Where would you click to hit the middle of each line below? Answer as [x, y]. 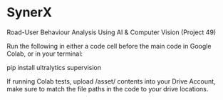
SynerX [30, 12]
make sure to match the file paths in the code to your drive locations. [108, 89]
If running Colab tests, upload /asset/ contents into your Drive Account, [111, 81]
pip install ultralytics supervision [54, 67]
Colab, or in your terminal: [45, 54]
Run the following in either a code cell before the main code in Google [109, 46]
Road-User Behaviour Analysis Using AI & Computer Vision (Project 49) [111, 32]
